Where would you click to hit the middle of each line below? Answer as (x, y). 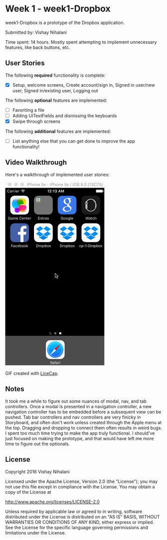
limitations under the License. (35, 532)
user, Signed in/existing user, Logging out (55, 90)
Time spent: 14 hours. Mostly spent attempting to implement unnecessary (81, 42)
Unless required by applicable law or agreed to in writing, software (74, 511)
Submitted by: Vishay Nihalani (36, 32)
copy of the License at (28, 492)
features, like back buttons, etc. (38, 47)
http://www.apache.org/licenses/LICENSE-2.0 (52, 501)
